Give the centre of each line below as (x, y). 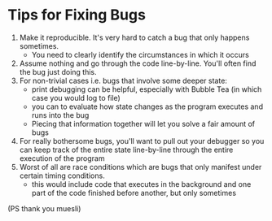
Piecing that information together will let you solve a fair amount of (143, 123)
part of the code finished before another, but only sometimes (134, 193)
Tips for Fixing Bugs (77, 15)
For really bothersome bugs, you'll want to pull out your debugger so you (142, 141)
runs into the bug (60, 115)
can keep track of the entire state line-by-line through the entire (126, 149)
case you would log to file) (76, 97)
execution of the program (62, 158)
